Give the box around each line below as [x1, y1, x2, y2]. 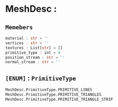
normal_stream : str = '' [5, 59, 60, 65]
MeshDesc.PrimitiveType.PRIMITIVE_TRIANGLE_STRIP [5, 97, 113, 102]
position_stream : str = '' [5, 55, 65, 60]
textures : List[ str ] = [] [5, 45, 63, 50]
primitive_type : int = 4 [5, 50, 60, 55]
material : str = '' [5, 36, 50, 41]
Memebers [5, 24, 33, 31]
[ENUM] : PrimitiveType [5, 74, 77, 82]
